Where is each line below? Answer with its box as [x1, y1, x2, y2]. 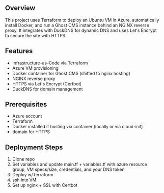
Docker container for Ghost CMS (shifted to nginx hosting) [12, 70, 131, 76]
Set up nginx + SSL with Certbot [12, 182, 78, 188]
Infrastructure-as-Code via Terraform [12, 60, 88, 66]
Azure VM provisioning [12, 65, 59, 71]
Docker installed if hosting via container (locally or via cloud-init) [12, 124, 143, 130]
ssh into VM [12, 177, 37, 183]
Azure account [12, 113, 42, 119]
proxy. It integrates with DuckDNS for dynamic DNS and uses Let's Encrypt [5, 27, 157, 33]
